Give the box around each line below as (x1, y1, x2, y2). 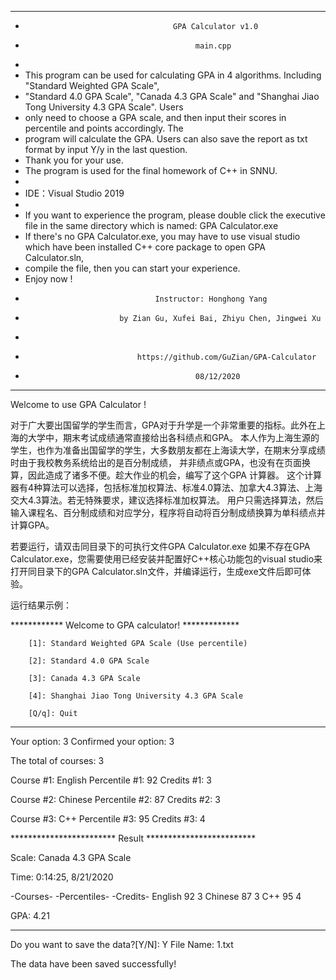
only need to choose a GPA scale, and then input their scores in (24, 112, 287, 123)
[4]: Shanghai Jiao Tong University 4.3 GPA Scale (28, 691, 244, 701)
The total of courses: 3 (10, 755, 105, 766)
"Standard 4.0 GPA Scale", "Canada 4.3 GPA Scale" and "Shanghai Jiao (24, 91, 320, 102)
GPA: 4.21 (10, 910, 50, 921)
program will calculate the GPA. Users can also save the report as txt (24, 133, 308, 145)
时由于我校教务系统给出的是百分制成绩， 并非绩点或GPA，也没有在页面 (10, 457, 302, 468)
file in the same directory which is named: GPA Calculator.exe (24, 220, 279, 231)
